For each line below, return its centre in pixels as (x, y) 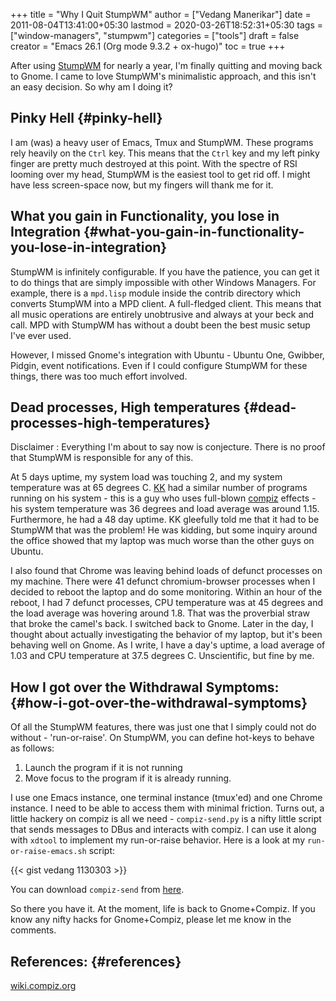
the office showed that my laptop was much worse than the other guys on (162, 541)
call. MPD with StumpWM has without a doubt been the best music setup (160, 325)
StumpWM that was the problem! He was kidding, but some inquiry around (164, 530)
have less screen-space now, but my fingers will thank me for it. (142, 185)
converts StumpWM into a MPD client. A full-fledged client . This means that (166, 303)
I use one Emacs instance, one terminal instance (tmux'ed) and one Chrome (166, 798)
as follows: (32, 748)
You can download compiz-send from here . (97, 890)
